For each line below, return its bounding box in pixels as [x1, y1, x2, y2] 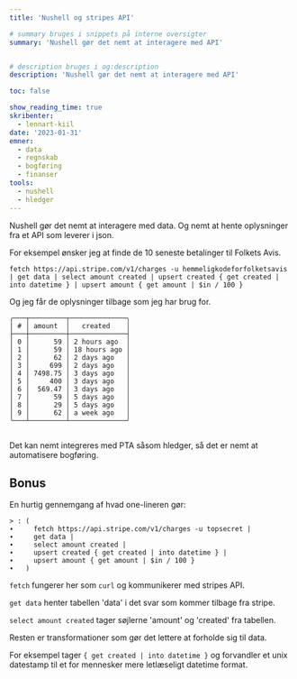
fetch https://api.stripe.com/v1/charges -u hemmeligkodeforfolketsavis [9, 264, 288, 273]
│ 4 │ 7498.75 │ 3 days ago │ [9, 369, 130, 378]
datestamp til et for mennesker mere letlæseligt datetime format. [9, 659, 248, 670]
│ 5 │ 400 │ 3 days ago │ [9, 376, 130, 386]
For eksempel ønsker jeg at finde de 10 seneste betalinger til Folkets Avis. [9, 247, 282, 258]
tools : [9, 179, 34, 188]
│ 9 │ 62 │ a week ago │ [9, 408, 130, 417]
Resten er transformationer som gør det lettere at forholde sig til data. [9, 632, 267, 643]
